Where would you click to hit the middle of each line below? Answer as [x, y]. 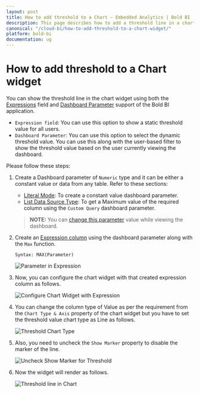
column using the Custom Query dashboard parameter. [90, 208]
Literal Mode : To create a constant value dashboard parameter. [101, 195]
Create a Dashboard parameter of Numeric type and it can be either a [99, 177]
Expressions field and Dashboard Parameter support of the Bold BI [88, 105]
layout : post [22, 12]
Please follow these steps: [38, 165]
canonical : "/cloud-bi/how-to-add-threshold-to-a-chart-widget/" [89, 28]
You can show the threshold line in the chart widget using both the [87, 98]
